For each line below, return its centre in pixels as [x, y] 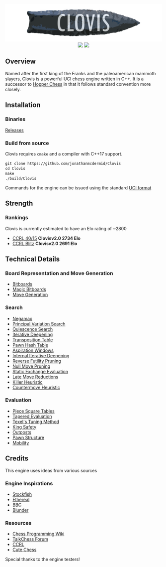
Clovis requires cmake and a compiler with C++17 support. [64, 153]
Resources [18, 523]
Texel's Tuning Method [36, 422]
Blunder [20, 510]
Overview [21, 62]
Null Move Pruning [31, 366]
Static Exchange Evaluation [40, 371]
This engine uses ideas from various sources [51, 470]
